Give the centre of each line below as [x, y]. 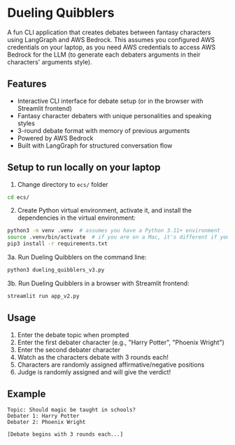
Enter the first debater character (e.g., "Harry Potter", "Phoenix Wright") [121, 342]
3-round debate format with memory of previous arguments [104, 130]
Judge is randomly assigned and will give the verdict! [94, 372]
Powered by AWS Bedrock [55, 138]
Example [27, 394]
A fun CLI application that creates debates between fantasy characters [109, 32]
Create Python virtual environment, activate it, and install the [105, 211]
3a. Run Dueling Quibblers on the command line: [77, 257]
